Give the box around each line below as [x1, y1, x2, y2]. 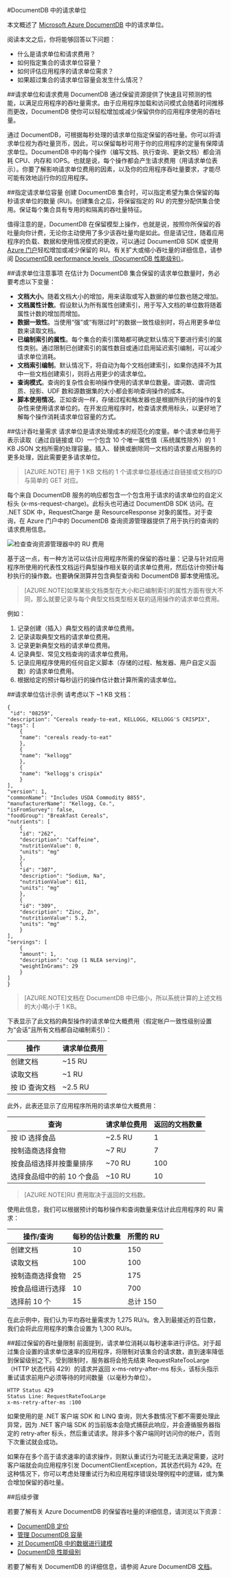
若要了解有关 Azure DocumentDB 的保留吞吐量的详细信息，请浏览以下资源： [7, 1508, 223, 1515]
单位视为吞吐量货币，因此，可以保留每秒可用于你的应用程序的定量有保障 [12, 140, 218, 147]
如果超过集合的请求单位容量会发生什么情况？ [16, 76, 144, 84]
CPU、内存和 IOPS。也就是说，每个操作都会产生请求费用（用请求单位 [14, 157, 212, 164]
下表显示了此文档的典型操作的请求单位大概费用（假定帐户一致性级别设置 [7, 1017, 212, 1025]
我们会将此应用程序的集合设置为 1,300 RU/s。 [7, 1325, 136, 1332]
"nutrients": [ [7, 818, 51, 825]
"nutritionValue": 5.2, [19, 915, 88, 922]
